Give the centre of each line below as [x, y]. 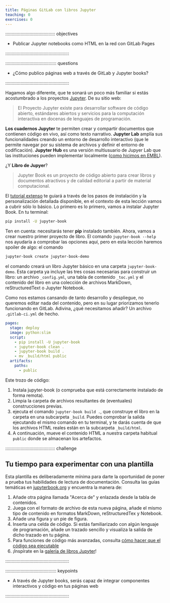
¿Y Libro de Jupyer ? [27, 165]
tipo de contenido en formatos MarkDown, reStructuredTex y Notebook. [88, 513]
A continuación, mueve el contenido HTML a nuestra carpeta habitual [85, 433]
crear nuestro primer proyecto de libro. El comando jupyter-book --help [81, 237]
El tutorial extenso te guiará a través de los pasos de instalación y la [76, 196]
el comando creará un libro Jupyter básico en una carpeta [66, 266]
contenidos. [25, 502]
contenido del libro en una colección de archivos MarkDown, [69, 283]
